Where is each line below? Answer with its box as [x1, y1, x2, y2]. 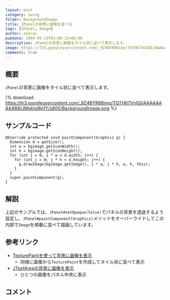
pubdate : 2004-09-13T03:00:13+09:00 [5, 36, 82, 41]
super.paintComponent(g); [10, 175, 65, 180]
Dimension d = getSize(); [10, 140, 65, 145]
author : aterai [5, 31, 37, 36]
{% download [5, 94, 34, 101]
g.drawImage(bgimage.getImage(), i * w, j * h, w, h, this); [18, 162, 151, 167]
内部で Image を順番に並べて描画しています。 [5, 221, 96, 227]
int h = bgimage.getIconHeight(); [10, 148, 82, 154]
